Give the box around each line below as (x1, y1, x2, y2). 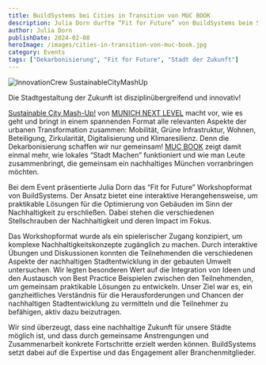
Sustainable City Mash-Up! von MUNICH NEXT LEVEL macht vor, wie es (8, 108, 243, 117)
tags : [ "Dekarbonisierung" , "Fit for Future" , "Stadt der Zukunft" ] (8, 56, 239, 64)
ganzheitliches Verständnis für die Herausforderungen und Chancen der (8, 290, 244, 299)
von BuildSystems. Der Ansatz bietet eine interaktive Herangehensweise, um (8, 191, 258, 200)
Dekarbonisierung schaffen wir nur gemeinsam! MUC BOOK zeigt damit (8, 142, 241, 151)
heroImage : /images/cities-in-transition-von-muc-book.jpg (8, 41, 207, 49)
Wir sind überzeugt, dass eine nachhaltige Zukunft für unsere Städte (8, 322, 232, 332)
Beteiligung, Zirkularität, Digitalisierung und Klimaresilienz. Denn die (8, 133, 230, 143)
